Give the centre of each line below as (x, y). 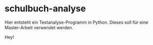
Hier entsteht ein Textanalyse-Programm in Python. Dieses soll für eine (76, 22)
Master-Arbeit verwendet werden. (39, 27)
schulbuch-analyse (45, 9)
